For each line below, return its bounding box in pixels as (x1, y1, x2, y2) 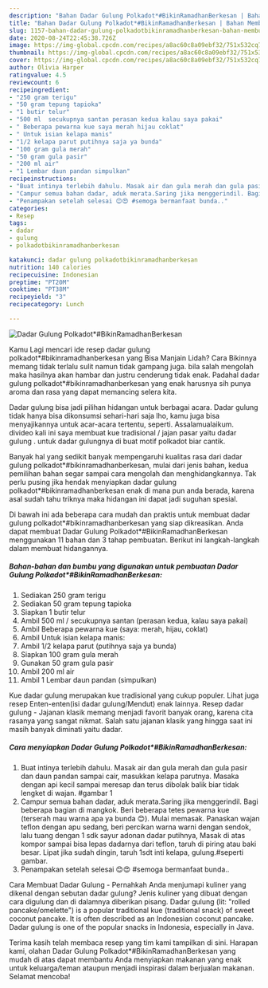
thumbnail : (9, 49, 45, 57)
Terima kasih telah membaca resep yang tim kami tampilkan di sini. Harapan (9, 938, 258, 947)
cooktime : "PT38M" (9, 285, 70, 293)
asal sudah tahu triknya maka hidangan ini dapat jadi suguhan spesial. (9, 494, 238, 503)
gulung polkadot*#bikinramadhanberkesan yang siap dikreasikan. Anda (9, 518, 243, 527)
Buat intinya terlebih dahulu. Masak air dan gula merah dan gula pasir (20, 762, 247, 772)
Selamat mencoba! (9, 971, 71, 981)
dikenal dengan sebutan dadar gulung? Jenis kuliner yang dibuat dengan (9, 888, 248, 898)
